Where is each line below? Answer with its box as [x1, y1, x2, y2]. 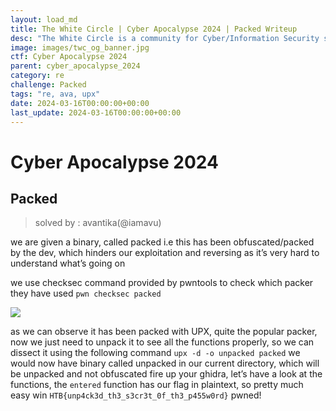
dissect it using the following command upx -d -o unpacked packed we [10, 347, 301, 359]
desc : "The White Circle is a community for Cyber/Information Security [10, 33, 320, 43]
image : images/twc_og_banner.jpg [10, 42, 150, 53]
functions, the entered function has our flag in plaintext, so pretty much [10, 379, 304, 391]
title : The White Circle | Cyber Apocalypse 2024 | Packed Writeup [10, 24, 298, 34]
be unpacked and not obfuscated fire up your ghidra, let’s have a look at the [10, 368, 323, 380]
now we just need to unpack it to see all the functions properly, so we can [10, 336, 315, 348]
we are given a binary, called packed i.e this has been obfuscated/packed [10, 236, 315, 248]
